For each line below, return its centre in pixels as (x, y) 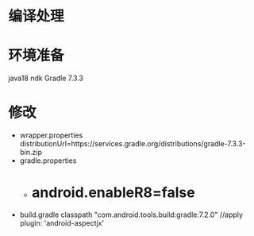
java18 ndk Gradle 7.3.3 (46, 78)
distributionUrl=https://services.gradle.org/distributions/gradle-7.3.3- (133, 144)
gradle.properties (48, 161)
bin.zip (31, 153)
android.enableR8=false (114, 193)
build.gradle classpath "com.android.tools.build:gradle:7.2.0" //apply (131, 215)
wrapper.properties (51, 135)
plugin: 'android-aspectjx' (62, 223)
